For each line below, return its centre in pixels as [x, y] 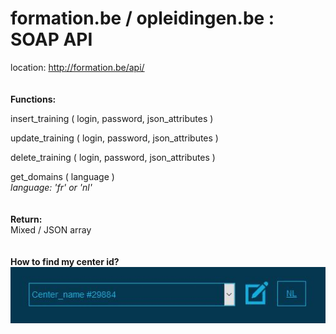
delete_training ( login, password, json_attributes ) [113, 157]
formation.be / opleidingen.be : [142, 18]
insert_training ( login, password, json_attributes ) [112, 118]
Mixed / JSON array [51, 229]
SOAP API [51, 39]
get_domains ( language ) [62, 176]
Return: [26, 219]
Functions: [33, 99]
